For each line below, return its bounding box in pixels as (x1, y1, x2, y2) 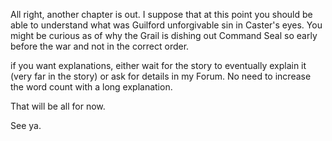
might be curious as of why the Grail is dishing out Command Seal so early (10, 30, 318, 41)
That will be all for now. (10, 100, 106, 112)
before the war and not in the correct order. (10, 40, 190, 52)
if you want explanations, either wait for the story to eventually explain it (10, 60, 307, 71)
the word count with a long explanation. (10, 81, 173, 93)
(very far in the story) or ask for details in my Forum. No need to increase (10, 70, 312, 82)
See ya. (10, 120, 42, 131)
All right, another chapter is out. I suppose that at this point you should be (10, 9, 313, 20)
